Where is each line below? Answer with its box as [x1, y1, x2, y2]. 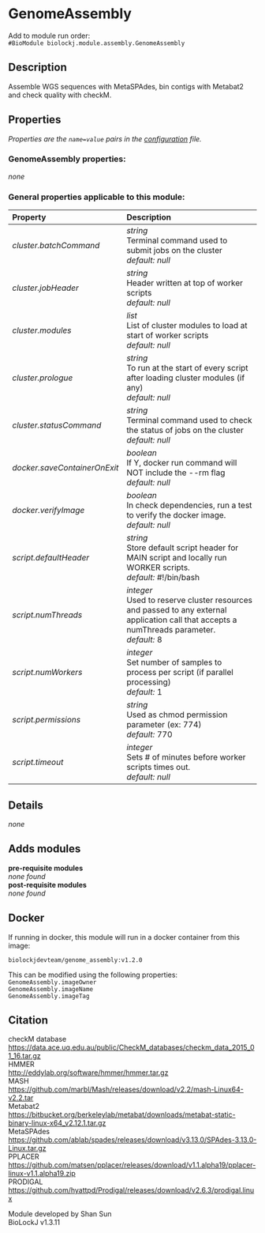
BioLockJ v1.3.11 [8, 1218, 61, 1227]
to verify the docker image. [125, 510, 226, 521]
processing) [125, 677, 171, 688]
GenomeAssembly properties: [8, 153, 126, 164]
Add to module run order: [8, 31, 91, 40]
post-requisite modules [8, 880, 87, 889]
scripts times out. [125, 762, 191, 773]
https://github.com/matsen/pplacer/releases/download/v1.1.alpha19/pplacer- [8, 1160, 256, 1170]
